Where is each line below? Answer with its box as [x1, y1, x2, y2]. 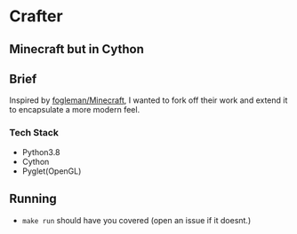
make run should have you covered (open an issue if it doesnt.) [21, 214, 252, 225]
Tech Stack [9, 127, 60, 139]
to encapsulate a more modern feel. [9, 105, 140, 115]
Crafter [9, 6, 64, 27]
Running [9, 191, 58, 207]
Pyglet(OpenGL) [21, 166, 82, 176]
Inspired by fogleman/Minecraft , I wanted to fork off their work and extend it [9, 95, 288, 105]
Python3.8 [21, 146, 60, 157]
